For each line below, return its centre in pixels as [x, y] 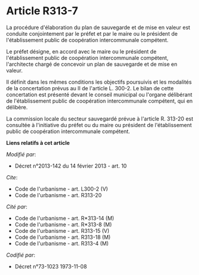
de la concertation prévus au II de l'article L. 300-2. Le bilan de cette [90, 88]
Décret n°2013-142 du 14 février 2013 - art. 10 [71, 166]
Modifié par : [21, 154]
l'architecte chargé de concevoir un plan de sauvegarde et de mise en [92, 64]
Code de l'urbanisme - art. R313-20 [58, 195]
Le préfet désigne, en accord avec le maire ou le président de [81, 51]
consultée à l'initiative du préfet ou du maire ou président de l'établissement [99, 125]
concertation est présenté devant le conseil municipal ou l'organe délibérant [99, 94]
